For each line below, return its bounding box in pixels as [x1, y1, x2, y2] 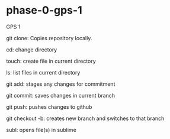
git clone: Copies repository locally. [6, 34, 92, 41]
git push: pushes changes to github [6, 103, 92, 110]
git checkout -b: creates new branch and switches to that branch [6, 115, 165, 122]
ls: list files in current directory [6, 69, 81, 76]
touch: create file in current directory [6, 57, 96, 64]
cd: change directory [6, 46, 57, 53]
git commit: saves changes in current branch [6, 92, 116, 99]
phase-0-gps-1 [6, 4, 82, 17]
